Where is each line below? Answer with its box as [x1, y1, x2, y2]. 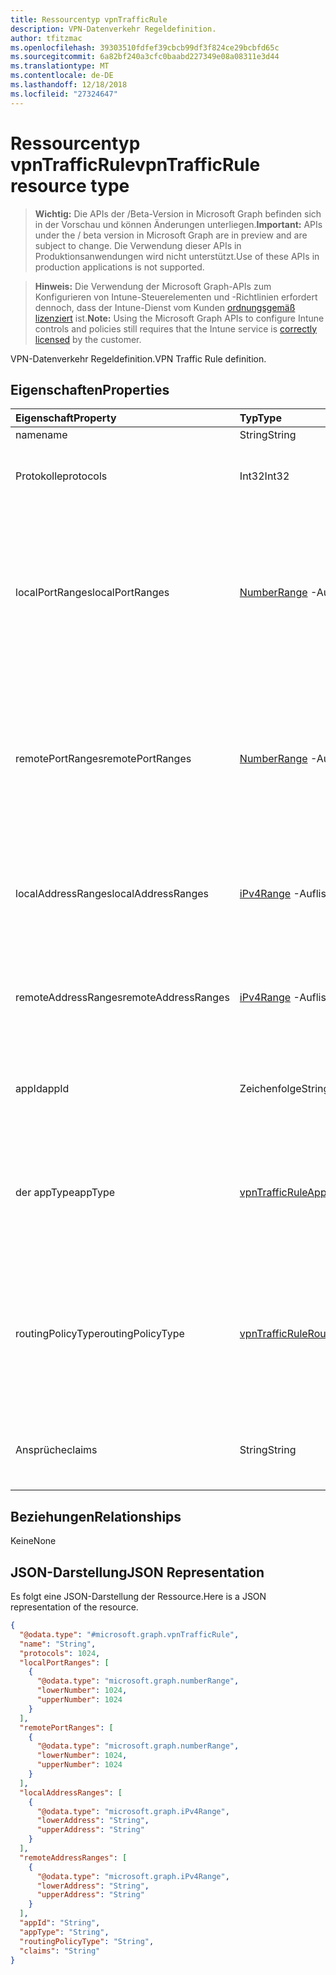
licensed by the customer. [34, 333, 142, 345]
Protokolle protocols [15, 469, 108, 483]
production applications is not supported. [34, 261, 205, 273]
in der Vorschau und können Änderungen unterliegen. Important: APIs [34, 218, 323, 230]
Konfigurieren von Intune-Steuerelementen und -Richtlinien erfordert [34, 291, 318, 303]
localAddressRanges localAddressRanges [15, 887, 209, 901]
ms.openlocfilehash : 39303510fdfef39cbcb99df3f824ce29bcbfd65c [10, 42, 280, 53]
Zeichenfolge [239, 1082, 302, 1096]
